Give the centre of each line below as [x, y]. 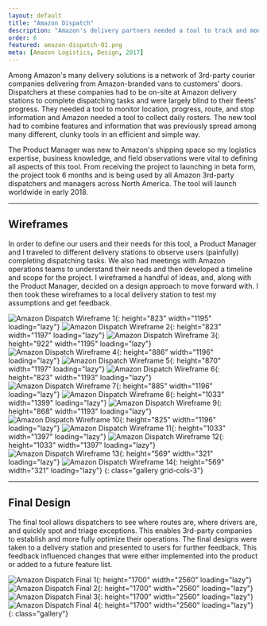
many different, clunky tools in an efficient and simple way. [104, 134]
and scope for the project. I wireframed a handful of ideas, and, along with [130, 277]
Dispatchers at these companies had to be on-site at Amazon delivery [122, 92]
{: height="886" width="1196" [165, 352]
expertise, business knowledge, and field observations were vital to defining [133, 158]
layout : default [35, 16]
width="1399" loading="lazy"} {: [115, 402]
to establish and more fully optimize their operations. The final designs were [133, 539]
